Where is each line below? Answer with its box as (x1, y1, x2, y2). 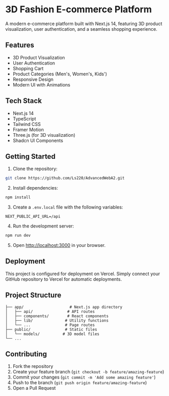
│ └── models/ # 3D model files (5, 331, 100, 337)
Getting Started (5, 152, 56, 161)
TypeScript (12, 115, 36, 121)
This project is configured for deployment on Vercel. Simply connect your (5, 270, 160, 277)
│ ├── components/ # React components (5, 314, 109, 319)
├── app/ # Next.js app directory (5, 304, 123, 309)
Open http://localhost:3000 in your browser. (12, 242, 106, 248)
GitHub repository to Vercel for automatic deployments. (5, 276, 122, 282)
